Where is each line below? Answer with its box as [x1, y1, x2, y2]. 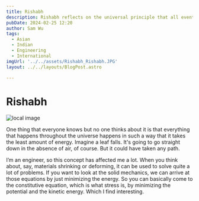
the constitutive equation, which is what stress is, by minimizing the [6, 182, 171, 189]
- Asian [11, 36, 31, 42]
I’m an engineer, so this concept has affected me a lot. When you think [6, 156, 178, 164]
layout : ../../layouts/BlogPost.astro [6, 64, 102, 70]
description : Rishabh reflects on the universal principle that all [6, 14, 179, 20]
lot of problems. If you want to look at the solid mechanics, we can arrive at [6, 169, 190, 176]
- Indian [11, 42, 33, 48]
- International [11, 53, 52, 59]
